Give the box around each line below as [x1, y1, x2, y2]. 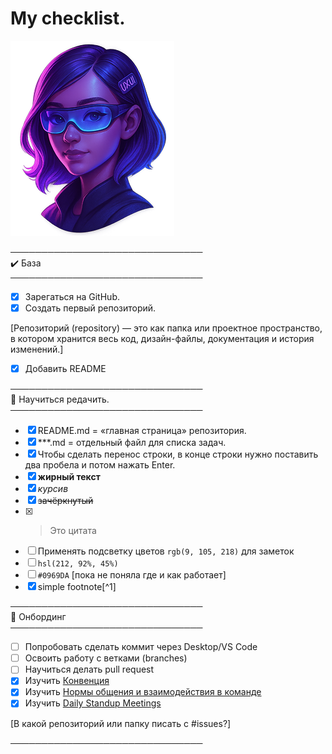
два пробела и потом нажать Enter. [24, 459, 176, 471]
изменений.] [10, 343, 64, 356]
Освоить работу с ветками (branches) [24, 652, 188, 664]
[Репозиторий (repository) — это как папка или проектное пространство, [10, 322, 323, 334]
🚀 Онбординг [10, 611, 67, 623]
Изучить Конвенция [24, 675, 110, 687]
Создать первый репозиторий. [24, 302, 157, 314]
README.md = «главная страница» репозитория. [37, 425, 247, 437]
